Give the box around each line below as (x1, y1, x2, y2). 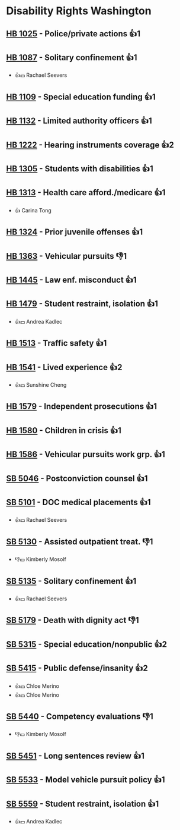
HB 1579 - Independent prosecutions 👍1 (6, 402, 157, 412)
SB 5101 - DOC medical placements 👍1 (6, 497, 151, 507)
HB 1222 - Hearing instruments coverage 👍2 (6, 140, 175, 150)
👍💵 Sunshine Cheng (14, 381, 67, 388)
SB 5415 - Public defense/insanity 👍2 (6, 663, 148, 674)
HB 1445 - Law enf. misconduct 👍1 (6, 275, 137, 285)
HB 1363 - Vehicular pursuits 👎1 (6, 251, 127, 261)
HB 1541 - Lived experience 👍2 (6, 362, 123, 372)
